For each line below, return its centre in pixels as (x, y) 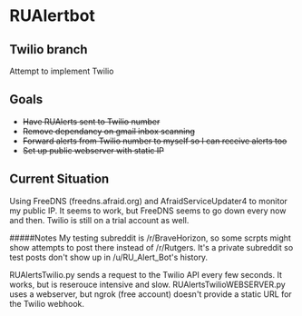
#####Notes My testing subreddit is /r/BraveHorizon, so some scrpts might (151, 238)
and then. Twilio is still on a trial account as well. (99, 220)
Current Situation (59, 179)
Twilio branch (49, 49)
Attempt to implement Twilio (62, 71)
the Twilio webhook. (47, 303)
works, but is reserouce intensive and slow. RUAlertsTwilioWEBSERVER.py (147, 284)
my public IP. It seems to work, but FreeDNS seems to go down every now (148, 211)
